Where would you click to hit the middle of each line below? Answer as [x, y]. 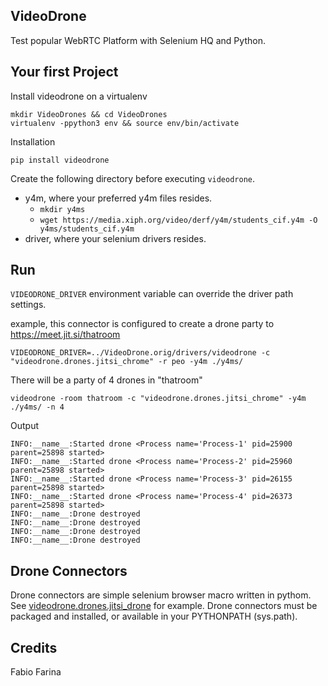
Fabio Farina [36, 672]
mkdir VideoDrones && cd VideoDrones [89, 114]
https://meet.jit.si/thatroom [65, 335]
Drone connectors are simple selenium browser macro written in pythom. [161, 595]
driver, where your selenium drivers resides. [115, 238]
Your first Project [64, 72]
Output [24, 426]
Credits [34, 647]
